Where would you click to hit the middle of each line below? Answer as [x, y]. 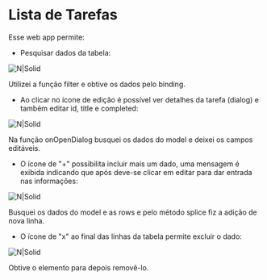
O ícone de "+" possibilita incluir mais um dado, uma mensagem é [129, 164]
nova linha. [27, 220]
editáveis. [24, 148]
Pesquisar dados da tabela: [65, 52]
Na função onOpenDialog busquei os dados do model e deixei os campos [131, 140]
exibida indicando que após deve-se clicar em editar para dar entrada [136, 172]
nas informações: [49, 181]
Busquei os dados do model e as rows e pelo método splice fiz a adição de [133, 212]
